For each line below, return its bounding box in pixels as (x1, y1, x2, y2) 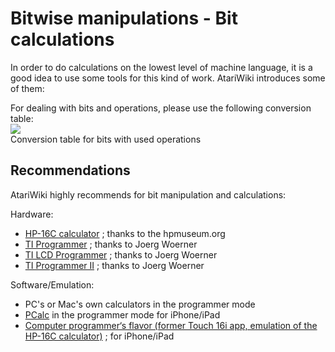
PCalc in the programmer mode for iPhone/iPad (24, 308, 221, 321)
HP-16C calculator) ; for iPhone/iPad (24, 330, 175, 342)
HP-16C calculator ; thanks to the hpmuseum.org (24, 227, 226, 239)
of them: (10, 82, 45, 94)
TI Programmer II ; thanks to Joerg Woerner (24, 259, 205, 271)
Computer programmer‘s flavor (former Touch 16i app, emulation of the (24, 319, 318, 331)
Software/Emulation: (10, 278, 95, 291)
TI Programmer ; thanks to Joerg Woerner (24, 238, 198, 250)
